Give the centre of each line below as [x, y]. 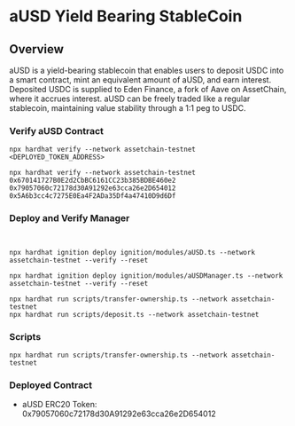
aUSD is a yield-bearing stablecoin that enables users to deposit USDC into [147, 70]
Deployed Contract [51, 385]
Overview [37, 49]
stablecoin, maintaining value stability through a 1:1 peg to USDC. [128, 108]
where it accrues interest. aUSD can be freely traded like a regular [130, 99]
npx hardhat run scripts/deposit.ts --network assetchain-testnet [134, 314]
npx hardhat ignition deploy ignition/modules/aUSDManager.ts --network [146, 276]
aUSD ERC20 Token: [59, 405]
